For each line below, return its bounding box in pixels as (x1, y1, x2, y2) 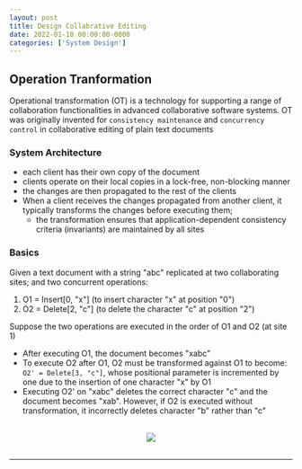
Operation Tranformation (9, 71, 153, 86)
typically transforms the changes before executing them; (22, 205, 234, 216)
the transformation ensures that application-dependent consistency (35, 215, 287, 226)
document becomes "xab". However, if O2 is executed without (22, 395, 253, 406)
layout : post (9, 13, 58, 22)
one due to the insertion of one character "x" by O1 (22, 376, 212, 387)
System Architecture (9, 146, 102, 158)
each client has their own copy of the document (22, 167, 200, 178)
